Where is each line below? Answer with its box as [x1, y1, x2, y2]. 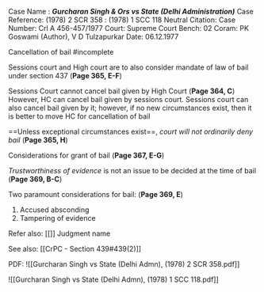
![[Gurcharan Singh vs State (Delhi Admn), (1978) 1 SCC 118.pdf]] [8, 275, 220, 284]
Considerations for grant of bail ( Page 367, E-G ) [8, 150, 165, 160]
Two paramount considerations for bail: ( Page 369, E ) [8, 190, 184, 199]
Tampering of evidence [19, 214, 97, 222]
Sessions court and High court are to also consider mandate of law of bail [8, 63, 249, 72]
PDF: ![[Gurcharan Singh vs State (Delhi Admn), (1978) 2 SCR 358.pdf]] [8, 260, 240, 268]
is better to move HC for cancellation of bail [8, 112, 151, 121]
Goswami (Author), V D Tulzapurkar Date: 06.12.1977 [8, 32, 179, 41]
